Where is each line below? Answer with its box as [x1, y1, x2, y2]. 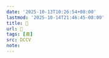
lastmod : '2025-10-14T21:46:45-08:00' [6, 14, 105, 21]
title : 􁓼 [6, 20, 29, 26]
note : [6, 43, 20, 49]
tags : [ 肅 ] [6, 31, 33, 37]
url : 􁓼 [6, 25, 23, 32]
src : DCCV [6, 37, 32, 43]
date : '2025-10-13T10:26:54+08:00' [6, 8, 97, 15]
